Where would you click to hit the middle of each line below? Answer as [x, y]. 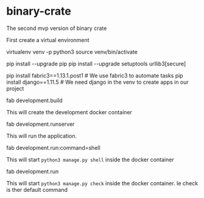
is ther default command [37, 189]
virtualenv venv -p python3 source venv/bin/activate [72, 52]
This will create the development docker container [69, 112]
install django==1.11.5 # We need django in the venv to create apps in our [97, 82]
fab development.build [34, 100]
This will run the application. [42, 136]
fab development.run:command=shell [53, 147]
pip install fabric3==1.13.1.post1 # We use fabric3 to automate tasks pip [95, 75]
